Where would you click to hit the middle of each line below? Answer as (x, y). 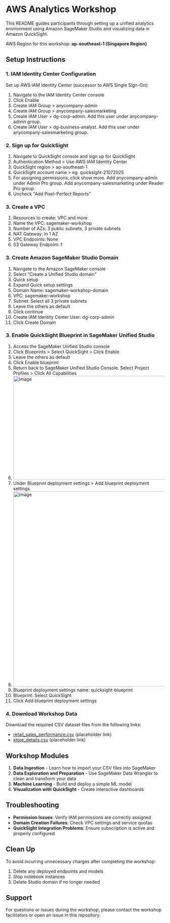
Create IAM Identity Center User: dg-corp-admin (64, 317)
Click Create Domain (34, 322)
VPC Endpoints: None (36, 239)
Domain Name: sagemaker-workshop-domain (61, 290)
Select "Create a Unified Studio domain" (55, 274)
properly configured (34, 833)
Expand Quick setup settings (43, 285)
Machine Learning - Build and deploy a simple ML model (72, 784)
